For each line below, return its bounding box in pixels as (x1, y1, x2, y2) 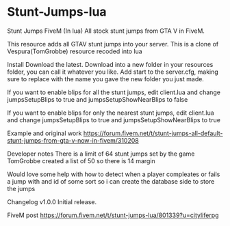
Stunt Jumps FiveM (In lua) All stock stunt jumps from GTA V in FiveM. (7, 27, 205, 35)
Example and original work (7, 129, 82, 137)
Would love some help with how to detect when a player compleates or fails (7, 170, 220, 178)
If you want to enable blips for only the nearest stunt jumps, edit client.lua (7, 109, 214, 117)
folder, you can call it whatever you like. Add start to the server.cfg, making (7, 68, 219, 76)
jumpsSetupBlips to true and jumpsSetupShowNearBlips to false (7, 95, 188, 103)
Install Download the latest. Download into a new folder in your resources (7, 60, 214, 68)
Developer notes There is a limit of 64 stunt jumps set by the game (7, 150, 195, 158)
